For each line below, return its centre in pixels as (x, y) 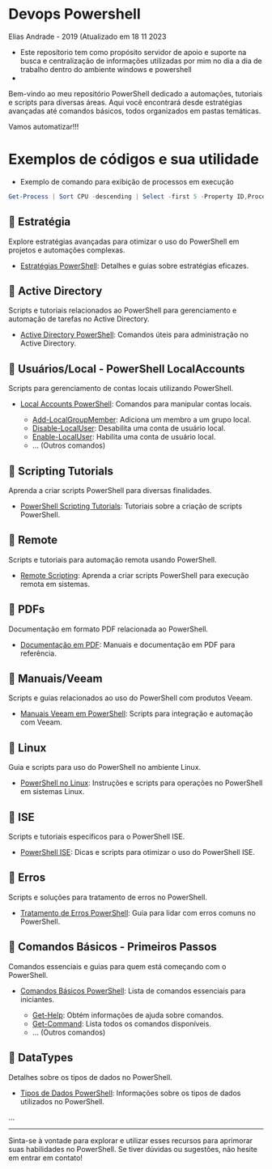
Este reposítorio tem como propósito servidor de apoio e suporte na (133, 52)
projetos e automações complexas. (67, 250)
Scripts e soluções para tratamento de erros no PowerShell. (108, 897)
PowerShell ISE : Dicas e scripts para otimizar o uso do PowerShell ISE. (137, 852)
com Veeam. (41, 722)
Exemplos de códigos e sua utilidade (134, 159)
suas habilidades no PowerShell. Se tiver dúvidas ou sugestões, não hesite (133, 1149)
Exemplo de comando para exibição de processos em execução (127, 181)
